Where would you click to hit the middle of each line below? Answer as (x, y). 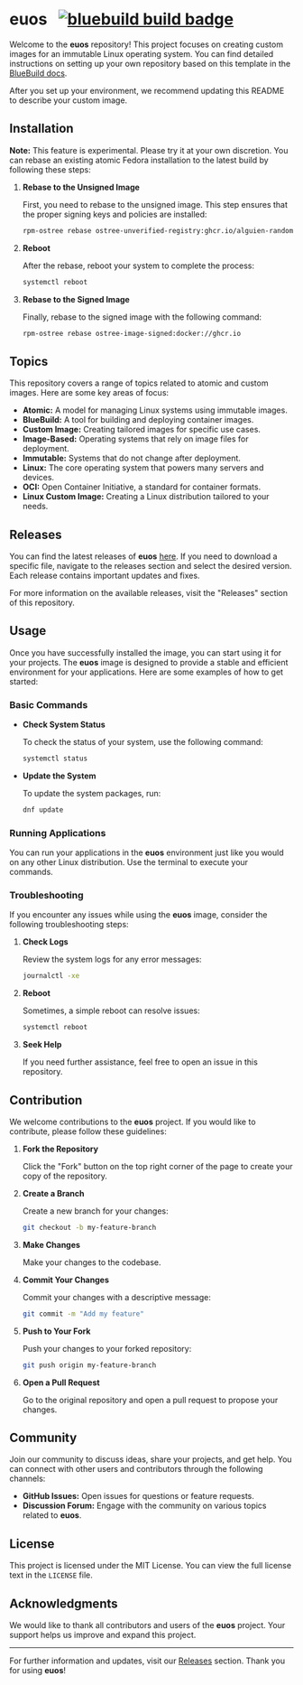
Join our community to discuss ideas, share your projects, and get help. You (151, 1459)
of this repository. (42, 602)
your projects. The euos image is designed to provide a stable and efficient (149, 662)
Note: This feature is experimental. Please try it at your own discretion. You (149, 150)
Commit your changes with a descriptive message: (117, 1297)
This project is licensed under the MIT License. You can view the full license (150, 1566)
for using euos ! (37, 1671)
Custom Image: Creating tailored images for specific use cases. (142, 430)
